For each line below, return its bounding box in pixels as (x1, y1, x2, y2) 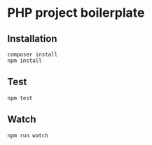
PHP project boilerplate (7, 5, 145, 21)
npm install (7, 57, 42, 64)
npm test (7, 94, 33, 102)
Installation (7, 33, 57, 45)
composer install (7, 51, 58, 58)
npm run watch (7, 132, 49, 139)
